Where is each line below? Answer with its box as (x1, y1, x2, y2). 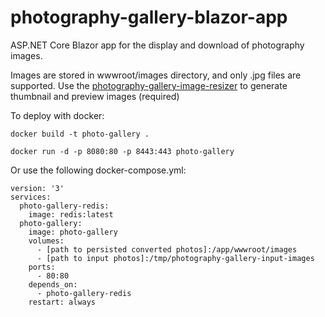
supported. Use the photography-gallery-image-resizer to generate (10, 79, 288, 91)
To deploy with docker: (10, 109, 105, 121)
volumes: (28, 236, 65, 246)
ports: (28, 262, 56, 272)
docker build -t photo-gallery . (10, 129, 150, 139)
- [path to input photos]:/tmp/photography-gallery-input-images (36, 253, 315, 263)
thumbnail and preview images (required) (10, 90, 180, 102)
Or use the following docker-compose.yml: (10, 164, 187, 176)
